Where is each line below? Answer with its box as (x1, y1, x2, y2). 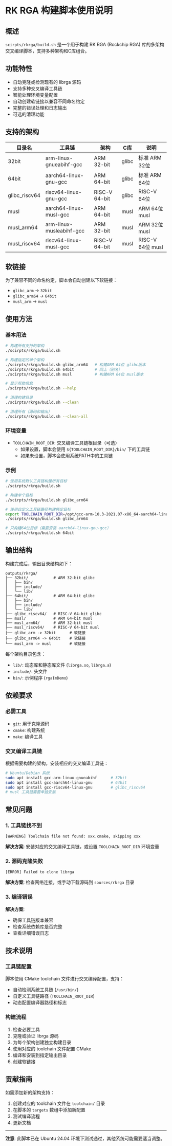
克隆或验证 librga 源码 (12, 1032, 59, 1039)
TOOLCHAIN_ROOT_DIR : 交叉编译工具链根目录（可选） (12, 439, 120, 445)
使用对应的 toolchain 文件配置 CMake (12, 1045, 92, 1052)
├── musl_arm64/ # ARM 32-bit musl (5, 620, 93, 625)
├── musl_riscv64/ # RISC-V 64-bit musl (5, 624, 100, 630)
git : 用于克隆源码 (12, 721, 50, 727)
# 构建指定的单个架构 (5, 357, 45, 363)
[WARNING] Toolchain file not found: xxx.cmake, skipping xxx (5, 834, 141, 839)
